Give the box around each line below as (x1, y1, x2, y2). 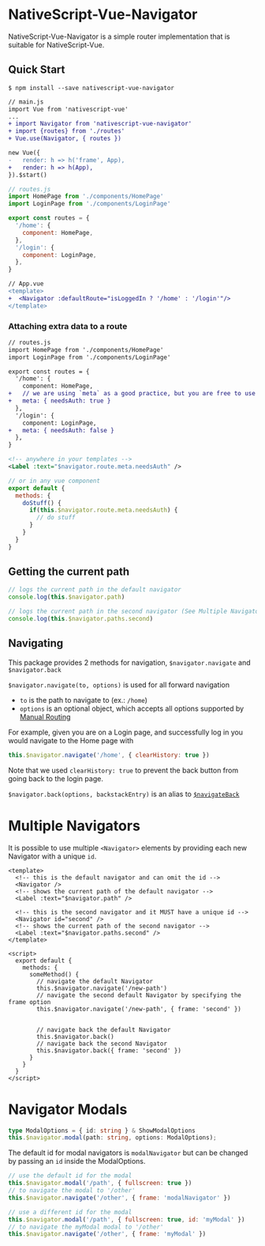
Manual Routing (19, 712, 71, 721)
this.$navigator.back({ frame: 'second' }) (36, 1046, 181, 1055)
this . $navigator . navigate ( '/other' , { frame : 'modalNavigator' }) (8, 1194, 231, 1202)
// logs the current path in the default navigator (8, 586, 181, 594)
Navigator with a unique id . (8, 851, 97, 861)
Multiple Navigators (8, 817, 140, 835)
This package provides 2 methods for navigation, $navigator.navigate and (8, 658, 251, 667)
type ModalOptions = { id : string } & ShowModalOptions (8, 1127, 196, 1135)
